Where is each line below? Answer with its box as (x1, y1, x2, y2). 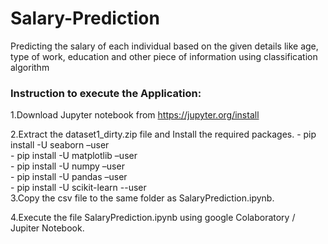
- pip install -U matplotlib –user (10, 150, 138, 162)
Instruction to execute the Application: (10, 86, 202, 100)
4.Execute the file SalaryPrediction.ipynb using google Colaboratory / (10, 212, 296, 224)
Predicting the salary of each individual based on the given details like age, (10, 40, 319, 52)
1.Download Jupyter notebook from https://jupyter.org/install (10, 109, 260, 121)
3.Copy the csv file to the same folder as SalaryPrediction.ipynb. (10, 192, 275, 204)
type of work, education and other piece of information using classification (10, 50, 318, 62)
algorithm (10, 61, 50, 73)
